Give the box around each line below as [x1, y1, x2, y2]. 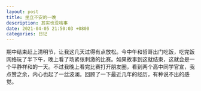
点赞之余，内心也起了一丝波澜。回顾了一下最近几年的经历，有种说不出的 [6, 71, 184, 78]
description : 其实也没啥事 [6, 20, 68, 26]
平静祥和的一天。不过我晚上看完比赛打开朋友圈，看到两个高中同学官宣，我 [11, 63, 195, 71]
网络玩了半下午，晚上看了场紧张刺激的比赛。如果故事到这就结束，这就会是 [6, 56, 190, 63]
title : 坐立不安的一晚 [6, 14, 57, 20]
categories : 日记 [6, 31, 48, 37]
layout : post [6, 8, 39, 15]
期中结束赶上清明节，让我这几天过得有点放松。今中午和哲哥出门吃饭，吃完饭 [6, 48, 195, 56]
